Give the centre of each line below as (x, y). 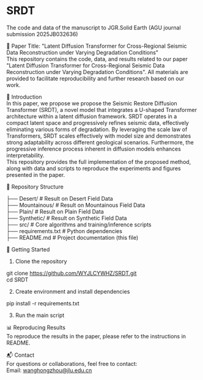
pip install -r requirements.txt (43, 303)
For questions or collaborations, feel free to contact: (72, 363)
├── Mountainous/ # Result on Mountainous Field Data (76, 205)
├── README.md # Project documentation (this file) (72, 237)
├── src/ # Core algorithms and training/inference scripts (79, 225)
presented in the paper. (36, 174)
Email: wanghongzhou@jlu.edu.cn (49, 370)
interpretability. (25, 155)
